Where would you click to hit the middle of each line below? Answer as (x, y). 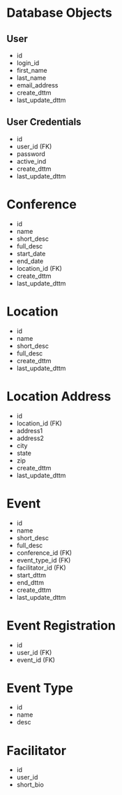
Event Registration (61, 625)
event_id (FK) (36, 660)
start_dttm (31, 575)
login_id (28, 63)
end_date (30, 261)
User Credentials (44, 122)
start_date (31, 253)
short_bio (30, 785)
